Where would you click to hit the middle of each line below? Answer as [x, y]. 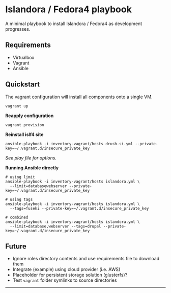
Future [16, 246]
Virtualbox [23, 57]
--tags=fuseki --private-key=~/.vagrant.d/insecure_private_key [79, 208]
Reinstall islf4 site [24, 134]
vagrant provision [25, 125]
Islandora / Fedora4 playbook [69, 9]
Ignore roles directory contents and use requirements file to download [86, 259]
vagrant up [17, 106]
